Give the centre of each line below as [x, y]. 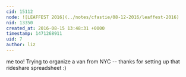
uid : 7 [14, 39]
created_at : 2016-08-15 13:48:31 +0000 [56, 28]
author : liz [21, 45]
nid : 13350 [20, 23]
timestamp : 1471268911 [34, 34]
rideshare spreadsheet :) [36, 68]
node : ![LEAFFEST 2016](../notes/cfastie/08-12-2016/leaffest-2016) [93, 17]
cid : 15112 [20, 12]
